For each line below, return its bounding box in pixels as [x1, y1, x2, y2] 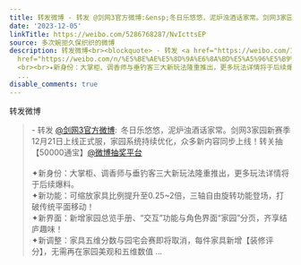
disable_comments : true [9, 80, 99, 89]
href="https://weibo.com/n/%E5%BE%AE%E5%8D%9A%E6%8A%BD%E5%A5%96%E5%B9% [17, 55, 295, 64]
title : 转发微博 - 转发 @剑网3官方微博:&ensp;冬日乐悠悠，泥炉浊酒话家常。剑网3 [9, 13, 280, 22]
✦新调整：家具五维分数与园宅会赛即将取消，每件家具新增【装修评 [30, 235, 274, 245]
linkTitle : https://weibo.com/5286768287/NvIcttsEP [9, 30, 206, 38]
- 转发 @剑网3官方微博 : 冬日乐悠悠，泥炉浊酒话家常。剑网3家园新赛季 [30, 124, 291, 135]
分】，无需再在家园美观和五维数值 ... [30, 245, 163, 256]
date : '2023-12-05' [9, 21, 82, 30]
